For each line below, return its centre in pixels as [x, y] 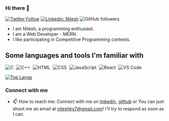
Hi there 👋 [18, 8]
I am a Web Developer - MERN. [45, 34]
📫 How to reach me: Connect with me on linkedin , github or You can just [88, 102]
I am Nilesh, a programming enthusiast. [53, 29]
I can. [18, 114]
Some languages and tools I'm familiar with [74, 55]
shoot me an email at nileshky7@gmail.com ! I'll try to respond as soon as [88, 109]
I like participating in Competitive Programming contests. [71, 39]
